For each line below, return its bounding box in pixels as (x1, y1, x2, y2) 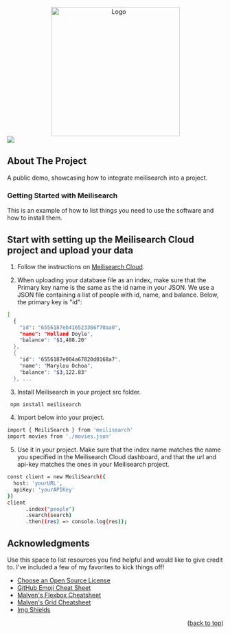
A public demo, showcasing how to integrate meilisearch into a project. (7, 173, 208, 182)
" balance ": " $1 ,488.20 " (19, 337, 88, 344)
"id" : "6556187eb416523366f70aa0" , (19, 324, 122, 331)
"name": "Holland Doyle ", (19, 330, 94, 337)
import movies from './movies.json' (7, 433, 112, 440)
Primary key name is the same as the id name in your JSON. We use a (16, 283, 215, 291)
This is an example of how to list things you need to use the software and (7, 207, 214, 215)
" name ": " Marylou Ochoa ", (19, 362, 94, 369)
